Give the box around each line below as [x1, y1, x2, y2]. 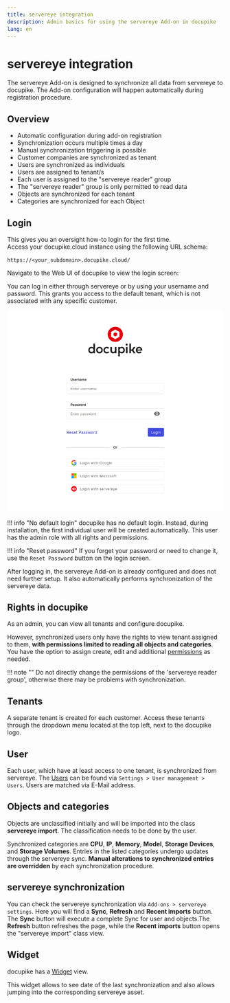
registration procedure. [7, 93, 73, 102]
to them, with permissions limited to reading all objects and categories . [7, 640, 214, 649]
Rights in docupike [7, 602, 89, 613]
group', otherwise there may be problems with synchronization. [7, 675, 186, 684]
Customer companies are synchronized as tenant [16, 153, 157, 161]
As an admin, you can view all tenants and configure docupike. [7, 620, 185, 628]
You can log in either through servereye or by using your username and [7, 282, 209, 290]
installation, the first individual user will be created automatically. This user [7, 526, 218, 534]
